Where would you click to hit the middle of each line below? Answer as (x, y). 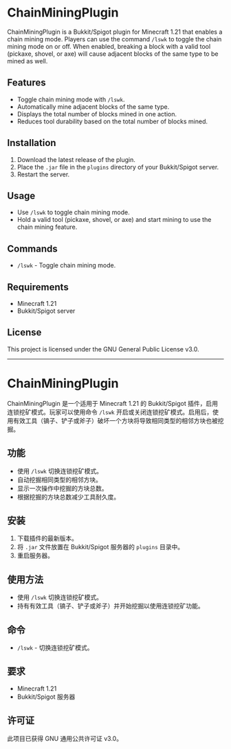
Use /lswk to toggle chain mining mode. (74, 212)
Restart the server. (43, 174)
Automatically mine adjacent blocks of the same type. (93, 106)
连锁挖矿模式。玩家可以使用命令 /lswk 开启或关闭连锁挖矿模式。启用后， (110, 412)
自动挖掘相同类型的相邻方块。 (59, 480)
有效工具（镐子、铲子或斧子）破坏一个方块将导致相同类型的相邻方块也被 (115, 420)
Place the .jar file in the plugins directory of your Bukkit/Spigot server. (118, 167)
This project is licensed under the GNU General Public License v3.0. (103, 349)
